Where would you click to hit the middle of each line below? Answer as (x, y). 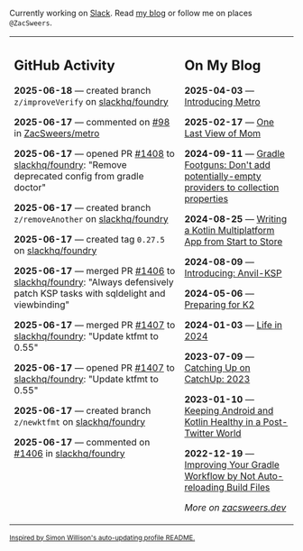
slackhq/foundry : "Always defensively (94, 281)
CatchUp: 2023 (217, 379)
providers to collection (232, 187)
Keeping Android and (229, 410)
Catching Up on (217, 367)
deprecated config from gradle (79, 176)
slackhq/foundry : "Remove (71, 164)
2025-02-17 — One (230, 122)
